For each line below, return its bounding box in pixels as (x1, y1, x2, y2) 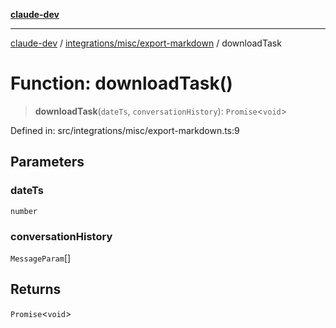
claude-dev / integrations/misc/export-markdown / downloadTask (10, 37, 282, 49)
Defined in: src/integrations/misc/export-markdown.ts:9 (10, 124, 240, 136)
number (10, 206, 38, 216)
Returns (10, 281, 62, 298)
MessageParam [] (10, 252, 72, 264)
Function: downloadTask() (10, 72, 233, 95)
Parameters (10, 154, 85, 171)
